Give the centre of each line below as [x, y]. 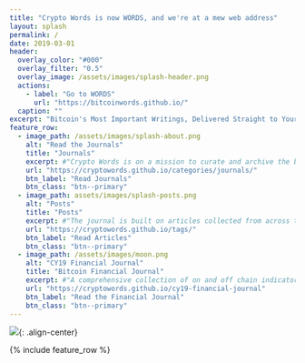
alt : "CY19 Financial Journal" [85, 263]
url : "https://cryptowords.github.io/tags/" [111, 229]
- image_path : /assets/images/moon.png [93, 255]
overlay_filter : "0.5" [60, 69]
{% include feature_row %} [60, 350]
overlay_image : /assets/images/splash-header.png [113, 77]
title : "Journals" [60, 153]
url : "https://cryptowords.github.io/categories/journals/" [142, 170]
